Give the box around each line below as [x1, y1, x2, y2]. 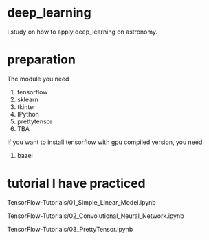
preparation [7, 52, 76, 68]
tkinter [16, 102, 36, 111]
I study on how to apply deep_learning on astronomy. [7, 28, 158, 36]
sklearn [16, 95, 39, 103]
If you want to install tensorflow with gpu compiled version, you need [7, 138, 203, 146]
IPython [16, 110, 40, 118]
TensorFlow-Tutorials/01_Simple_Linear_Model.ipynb [7, 198, 156, 206]
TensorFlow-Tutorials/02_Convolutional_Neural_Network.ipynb [7, 212, 184, 220]
